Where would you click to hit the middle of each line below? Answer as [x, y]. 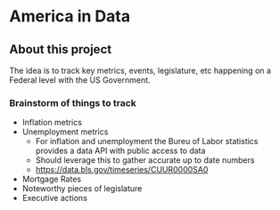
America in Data [70, 16]
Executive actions [54, 198]
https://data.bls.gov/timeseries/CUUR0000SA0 [122, 170]
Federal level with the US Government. [80, 80]
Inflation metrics [52, 123]
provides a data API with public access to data [120, 151]
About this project [61, 49]
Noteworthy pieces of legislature [82, 189]
